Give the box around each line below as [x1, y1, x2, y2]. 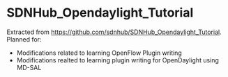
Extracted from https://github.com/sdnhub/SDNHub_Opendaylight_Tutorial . [6, 28, 222, 36]
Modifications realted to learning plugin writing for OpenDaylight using [16, 55, 219, 64]
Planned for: [6, 35, 42, 43]
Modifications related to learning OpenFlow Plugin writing [16, 49, 182, 57]
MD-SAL [16, 63, 42, 71]
